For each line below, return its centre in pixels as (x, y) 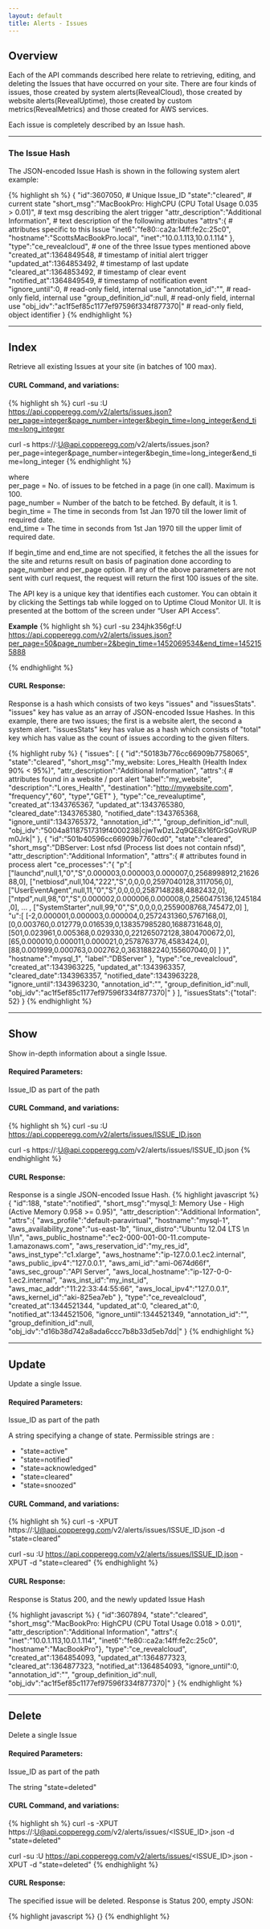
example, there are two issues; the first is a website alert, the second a (125, 720)
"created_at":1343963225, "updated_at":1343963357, (97, 967)
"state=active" (44, 1451)
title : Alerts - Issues (48, 23)
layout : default (35, 16)
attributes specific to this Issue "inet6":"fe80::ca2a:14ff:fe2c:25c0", (120, 229)
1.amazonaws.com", (41, 1246)
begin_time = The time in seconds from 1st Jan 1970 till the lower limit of (127, 511)
